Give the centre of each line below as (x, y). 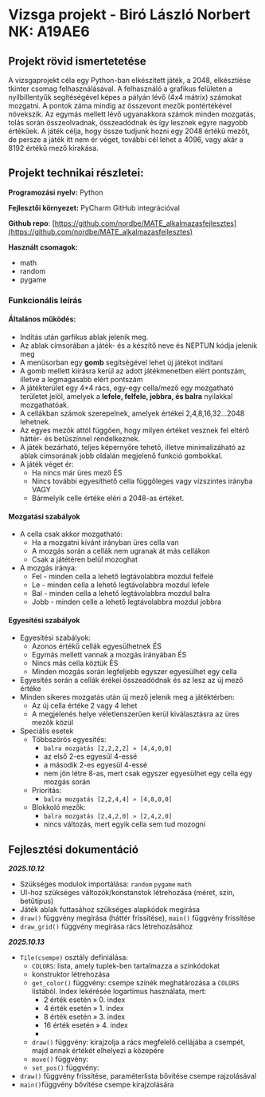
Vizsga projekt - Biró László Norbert (129, 15)
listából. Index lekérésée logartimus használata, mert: (119, 992)
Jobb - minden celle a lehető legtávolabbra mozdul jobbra (127, 602)
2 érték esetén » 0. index (84, 1000)
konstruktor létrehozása (70, 974)
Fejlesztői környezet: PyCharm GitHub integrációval (94, 207)
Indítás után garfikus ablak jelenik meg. (84, 337)
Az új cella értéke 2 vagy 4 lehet (84, 706)
